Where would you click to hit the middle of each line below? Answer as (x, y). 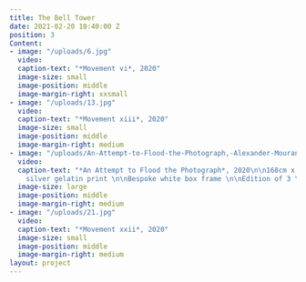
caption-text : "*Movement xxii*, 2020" (93, 229)
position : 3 (32, 35)
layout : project (40, 263)
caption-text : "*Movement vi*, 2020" (89, 69)
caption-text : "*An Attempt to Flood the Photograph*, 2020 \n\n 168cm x (157, 170)
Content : (26, 43)
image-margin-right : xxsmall (73, 94)
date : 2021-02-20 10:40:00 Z (65, 26)
